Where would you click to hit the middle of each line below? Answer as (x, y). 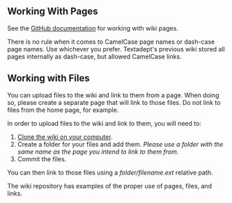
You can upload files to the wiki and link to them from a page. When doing (113, 95)
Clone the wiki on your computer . (65, 137)
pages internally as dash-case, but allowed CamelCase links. (95, 56)
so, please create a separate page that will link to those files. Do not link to (114, 102)
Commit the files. (42, 159)
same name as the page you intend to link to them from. (98, 152)
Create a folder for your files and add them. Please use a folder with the (120, 144)
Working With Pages (53, 11)
